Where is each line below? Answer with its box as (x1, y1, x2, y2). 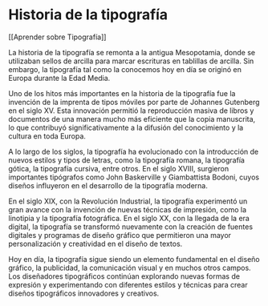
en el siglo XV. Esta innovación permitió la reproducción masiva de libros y (8, 106, 254, 115)
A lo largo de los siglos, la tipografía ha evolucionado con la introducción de (8, 147, 259, 156)
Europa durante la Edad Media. (8, 73, 111, 83)
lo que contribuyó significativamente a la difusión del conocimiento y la (8, 123, 244, 132)
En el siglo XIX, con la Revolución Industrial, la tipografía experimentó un (8, 196, 248, 206)
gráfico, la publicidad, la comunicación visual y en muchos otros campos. (8, 263, 251, 272)
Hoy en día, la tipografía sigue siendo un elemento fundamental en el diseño (8, 254, 260, 264)
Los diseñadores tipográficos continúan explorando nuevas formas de (8, 271, 241, 281)
